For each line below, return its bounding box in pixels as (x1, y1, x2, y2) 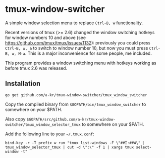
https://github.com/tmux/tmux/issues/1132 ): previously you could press (5, 39, 151, 45)
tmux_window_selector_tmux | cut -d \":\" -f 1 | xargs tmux (5, 145, 134, 150)
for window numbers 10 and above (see (5, 35, 86, 40)
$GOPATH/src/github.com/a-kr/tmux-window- (26, 117, 115, 122)
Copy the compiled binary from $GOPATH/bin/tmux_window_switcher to (5, 101, 146, 107)
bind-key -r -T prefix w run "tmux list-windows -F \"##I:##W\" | (5, 140, 145, 145)
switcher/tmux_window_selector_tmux (5, 122, 81, 127)
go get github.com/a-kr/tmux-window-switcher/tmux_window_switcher (5, 92, 148, 97)
